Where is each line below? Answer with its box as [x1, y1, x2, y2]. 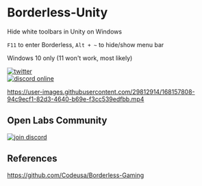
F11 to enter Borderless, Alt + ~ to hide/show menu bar [7, 40, 164, 49]
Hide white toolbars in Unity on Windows [7, 27, 122, 36]
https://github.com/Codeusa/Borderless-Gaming [7, 171, 144, 179]
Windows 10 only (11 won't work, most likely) [7, 53, 133, 62]
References [7, 152, 58, 165]
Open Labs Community [7, 115, 108, 127]
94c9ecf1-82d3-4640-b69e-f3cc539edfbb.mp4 [7, 94, 144, 103]
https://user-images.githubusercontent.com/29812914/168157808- [7, 88, 195, 96]
